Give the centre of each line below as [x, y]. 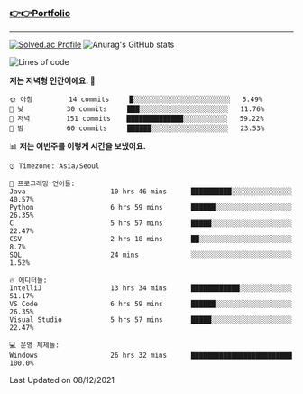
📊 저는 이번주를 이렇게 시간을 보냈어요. [78, 146]
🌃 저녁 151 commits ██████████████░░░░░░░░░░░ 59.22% [137, 119]
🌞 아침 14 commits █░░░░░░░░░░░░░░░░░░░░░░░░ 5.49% [136, 100]
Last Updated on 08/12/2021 [62, 380]
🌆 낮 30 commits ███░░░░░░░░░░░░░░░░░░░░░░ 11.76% [137, 109]
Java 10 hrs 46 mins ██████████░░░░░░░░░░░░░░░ [151, 192]
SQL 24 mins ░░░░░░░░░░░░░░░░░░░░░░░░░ [151, 255]
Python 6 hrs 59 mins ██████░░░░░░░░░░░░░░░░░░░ [151, 208]
